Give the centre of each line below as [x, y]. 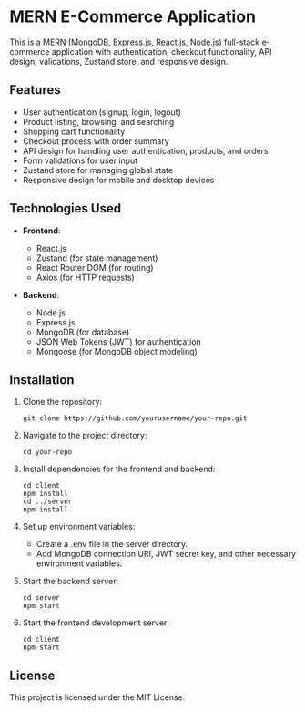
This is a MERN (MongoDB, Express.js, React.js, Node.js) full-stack [135, 42]
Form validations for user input [80, 160]
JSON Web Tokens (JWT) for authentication [119, 341]
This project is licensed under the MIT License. [97, 697]
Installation [42, 380]
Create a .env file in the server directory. [112, 544]
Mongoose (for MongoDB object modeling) [117, 351]
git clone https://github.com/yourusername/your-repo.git [135, 418]
